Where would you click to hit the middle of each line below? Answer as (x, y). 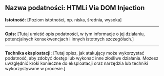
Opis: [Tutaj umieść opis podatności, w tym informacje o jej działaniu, (75, 34)
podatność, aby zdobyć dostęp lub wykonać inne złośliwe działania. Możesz (82, 58)
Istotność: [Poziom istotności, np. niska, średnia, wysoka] (63, 19)
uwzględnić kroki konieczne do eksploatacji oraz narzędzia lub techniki (77, 63)
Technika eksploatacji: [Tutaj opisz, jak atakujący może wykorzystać (75, 53)
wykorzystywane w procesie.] (35, 68)
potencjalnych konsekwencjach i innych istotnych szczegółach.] (70, 39)
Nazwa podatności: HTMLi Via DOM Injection (75, 8)
